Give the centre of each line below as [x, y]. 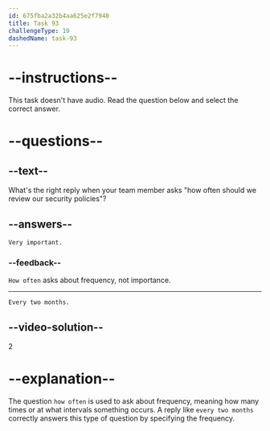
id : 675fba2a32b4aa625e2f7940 [59, 16]
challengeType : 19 [39, 31]
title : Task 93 [34, 23]
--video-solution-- [56, 327]
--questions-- [55, 141]
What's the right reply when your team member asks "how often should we [133, 191]
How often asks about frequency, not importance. [90, 280]
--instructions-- [63, 78]
